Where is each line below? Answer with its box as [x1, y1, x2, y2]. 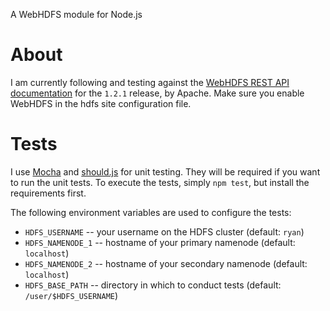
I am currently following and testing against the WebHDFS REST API [10, 76, 290, 88]
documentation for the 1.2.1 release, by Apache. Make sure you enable [10, 87, 305, 99]
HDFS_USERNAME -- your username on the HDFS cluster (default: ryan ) [24, 225, 305, 238]
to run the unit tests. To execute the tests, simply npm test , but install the [10, 176, 310, 188]
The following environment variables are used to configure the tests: [10, 206, 292, 218]
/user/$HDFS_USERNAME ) [24, 289, 119, 301]
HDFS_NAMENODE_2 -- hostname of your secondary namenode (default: [24, 257, 308, 269]
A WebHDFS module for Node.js [10, 9, 143, 20]
